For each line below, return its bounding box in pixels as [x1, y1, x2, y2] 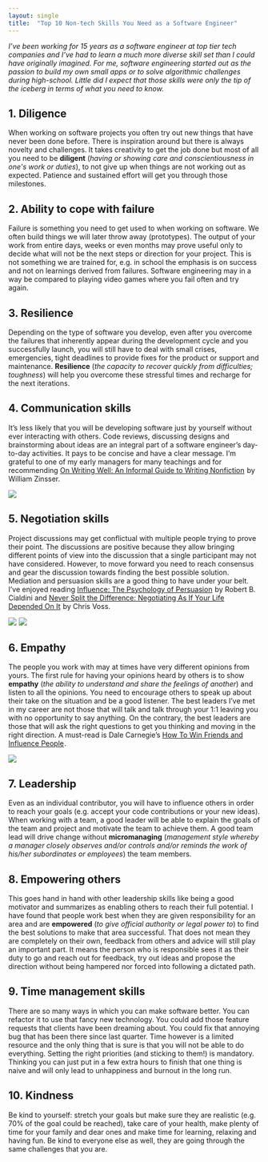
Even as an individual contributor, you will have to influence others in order [8, 798, 254, 808]
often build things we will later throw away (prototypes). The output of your [8, 232, 256, 242]
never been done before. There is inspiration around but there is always [8, 137, 244, 146]
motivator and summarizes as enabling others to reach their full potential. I [8, 902, 254, 912]
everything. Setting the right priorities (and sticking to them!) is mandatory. [8, 1048, 254, 1058]
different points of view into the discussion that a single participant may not [8, 550, 257, 560]
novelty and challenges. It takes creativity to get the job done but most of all [8, 145, 259, 154]
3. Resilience [8, 306, 74, 320]
